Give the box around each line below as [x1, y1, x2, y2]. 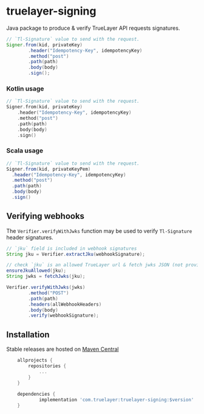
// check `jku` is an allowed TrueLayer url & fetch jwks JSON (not [6, 262, 183, 268]
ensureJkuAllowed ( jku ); [6, 267, 67, 274]
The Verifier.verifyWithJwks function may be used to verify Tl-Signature [6, 227, 192, 235]
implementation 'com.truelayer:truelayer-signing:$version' [38, 397, 194, 403]
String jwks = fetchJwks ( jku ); [6, 274, 86, 280]
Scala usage [6, 147, 44, 155]
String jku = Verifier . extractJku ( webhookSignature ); [6, 251, 146, 257]
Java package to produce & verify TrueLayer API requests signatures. [6, 24, 180, 32]
